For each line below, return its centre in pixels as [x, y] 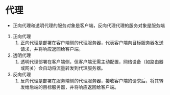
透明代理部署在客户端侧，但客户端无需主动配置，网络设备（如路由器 [92, 61]
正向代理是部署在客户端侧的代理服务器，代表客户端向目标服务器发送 [92, 42]
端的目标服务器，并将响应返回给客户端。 [76, 87]
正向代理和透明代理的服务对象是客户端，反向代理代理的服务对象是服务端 [89, 25]
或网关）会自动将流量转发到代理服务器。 [63, 68]
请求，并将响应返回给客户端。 [52, 49]
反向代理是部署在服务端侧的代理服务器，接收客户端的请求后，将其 [90, 81]
